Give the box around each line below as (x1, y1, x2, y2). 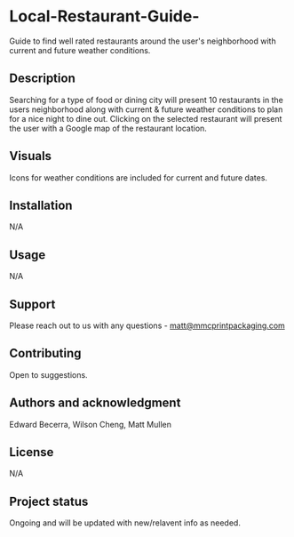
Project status (9, 493, 89, 509)
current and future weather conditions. (9, 44, 151, 55)
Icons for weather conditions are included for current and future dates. (9, 172, 268, 183)
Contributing (9, 346, 82, 361)
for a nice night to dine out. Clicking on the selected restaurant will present (9, 113, 282, 124)
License (9, 445, 54, 460)
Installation (9, 197, 73, 212)
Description (9, 71, 75, 86)
